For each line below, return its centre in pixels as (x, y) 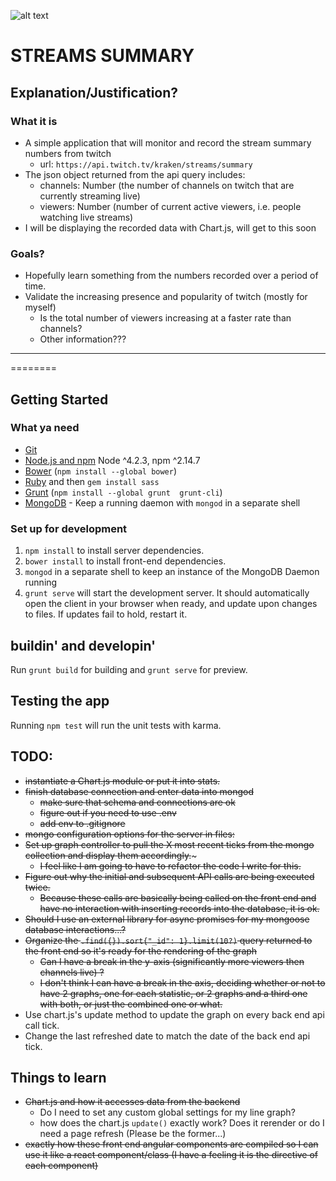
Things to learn (58, 1077)
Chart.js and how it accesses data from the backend (132, 1102)
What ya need (45, 428)
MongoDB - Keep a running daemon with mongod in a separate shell (162, 502)
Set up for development (69, 528)
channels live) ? (72, 972)
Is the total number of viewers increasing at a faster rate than (165, 318)
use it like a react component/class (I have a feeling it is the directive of (171, 1155)
